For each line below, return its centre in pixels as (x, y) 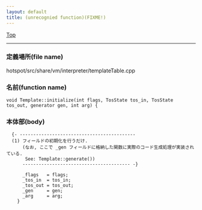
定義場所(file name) (35, 57)
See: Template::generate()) (60, 159)
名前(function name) (37, 87)
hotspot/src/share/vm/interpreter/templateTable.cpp (71, 71)
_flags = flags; (45, 175)
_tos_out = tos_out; (48, 186)
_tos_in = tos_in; (46, 180)
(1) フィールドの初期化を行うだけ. (50, 141)
